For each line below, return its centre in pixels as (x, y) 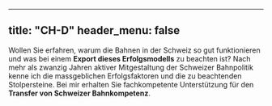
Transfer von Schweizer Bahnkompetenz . (80, 93)
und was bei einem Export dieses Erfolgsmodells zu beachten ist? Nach (130, 58)
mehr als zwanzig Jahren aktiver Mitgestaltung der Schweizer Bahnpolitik (131, 67)
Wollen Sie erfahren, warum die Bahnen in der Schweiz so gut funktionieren (134, 50)
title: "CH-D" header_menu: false (94, 30)
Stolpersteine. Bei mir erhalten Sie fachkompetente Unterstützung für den (131, 84)
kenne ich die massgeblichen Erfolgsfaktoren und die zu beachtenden (125, 76)
